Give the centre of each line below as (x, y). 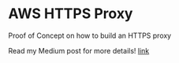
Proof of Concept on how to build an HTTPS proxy (90, 35)
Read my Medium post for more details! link (79, 50)
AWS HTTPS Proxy (71, 14)
